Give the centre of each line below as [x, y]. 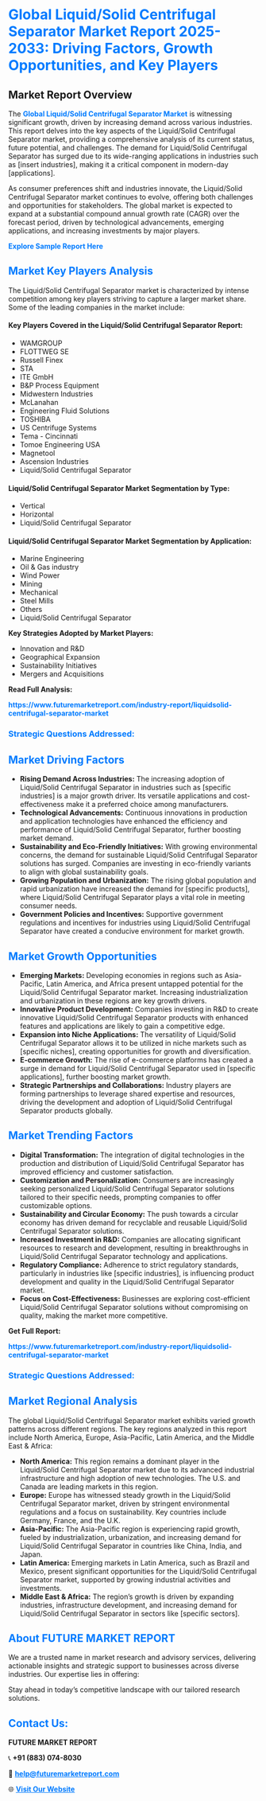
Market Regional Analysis [73, 1401]
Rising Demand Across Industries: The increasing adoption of [122, 779]
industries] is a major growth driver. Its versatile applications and [125, 796]
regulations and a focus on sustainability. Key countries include [123, 1512]
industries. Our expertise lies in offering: [74, 1674]
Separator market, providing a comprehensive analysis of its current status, [131, 139]
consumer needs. [48, 906]
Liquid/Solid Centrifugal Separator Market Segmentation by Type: [119, 488]
